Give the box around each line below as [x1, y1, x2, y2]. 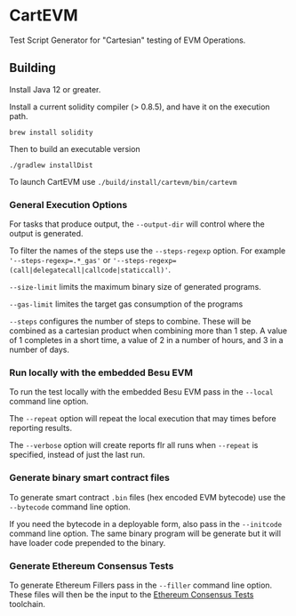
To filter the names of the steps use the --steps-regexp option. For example [9, 245, 286, 256]
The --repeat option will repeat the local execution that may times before [9, 413, 277, 424]
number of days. [9, 344, 69, 356]
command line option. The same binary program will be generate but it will [9, 528, 282, 539]
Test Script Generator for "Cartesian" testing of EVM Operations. [9, 35, 246, 45]
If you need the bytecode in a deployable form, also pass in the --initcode [9, 518, 283, 529]
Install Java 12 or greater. [9, 84, 101, 94]
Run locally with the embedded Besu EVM [9, 366, 194, 379]
